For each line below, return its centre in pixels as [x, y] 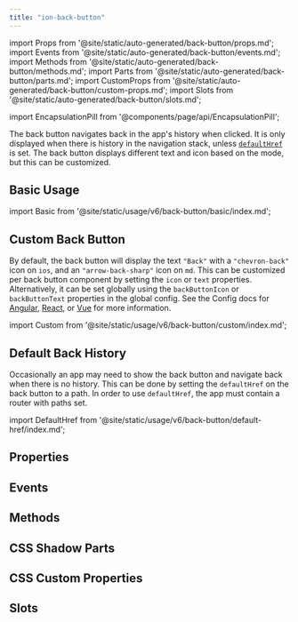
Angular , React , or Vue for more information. [90, 308]
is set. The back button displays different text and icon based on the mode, [147, 153]
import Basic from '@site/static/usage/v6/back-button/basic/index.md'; [140, 211]
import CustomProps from [123, 80]
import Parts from [121, 71]
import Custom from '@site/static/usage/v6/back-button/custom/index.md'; [148, 325]
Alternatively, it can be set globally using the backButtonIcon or [124, 289]
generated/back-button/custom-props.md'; [89, 90]
